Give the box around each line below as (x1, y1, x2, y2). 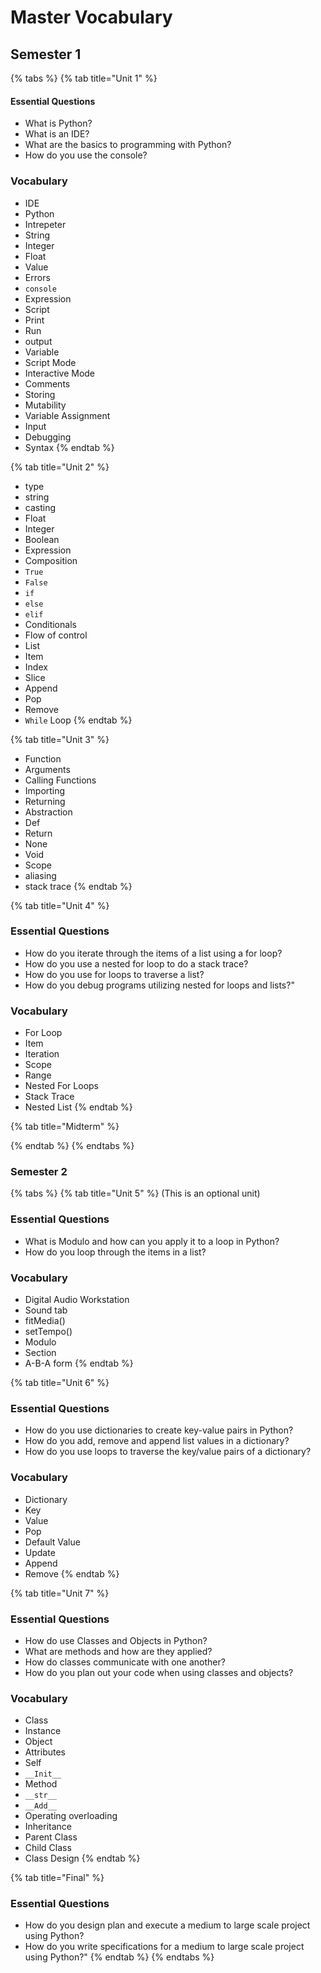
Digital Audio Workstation (24, 1293, 130, 1305)
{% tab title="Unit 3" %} (10, 733, 110, 745)
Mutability (24, 399, 67, 411)
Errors (24, 271, 51, 283)
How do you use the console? (24, 149, 148, 161)
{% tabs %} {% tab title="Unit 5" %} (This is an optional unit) (10, 1187, 261, 1200)
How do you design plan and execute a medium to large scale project (24, 1919, 311, 1931)
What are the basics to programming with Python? (24, 139, 232, 151)
